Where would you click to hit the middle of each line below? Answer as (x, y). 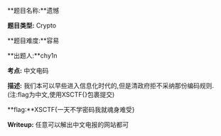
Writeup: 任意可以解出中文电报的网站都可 (68, 125)
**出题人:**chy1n (32, 56)
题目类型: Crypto (32, 25)
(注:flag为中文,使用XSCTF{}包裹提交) (61, 95)
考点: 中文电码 (28, 70)
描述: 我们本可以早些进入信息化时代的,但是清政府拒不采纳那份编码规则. (111, 86)
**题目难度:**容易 (33, 40)
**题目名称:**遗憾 (33, 10)
